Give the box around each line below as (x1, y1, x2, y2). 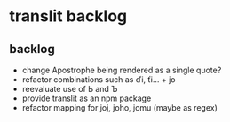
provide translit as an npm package (21, 93, 152, 103)
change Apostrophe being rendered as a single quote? (21, 65, 222, 75)
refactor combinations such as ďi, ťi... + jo (21, 74, 176, 85)
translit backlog (9, 6, 128, 27)
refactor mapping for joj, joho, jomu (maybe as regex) (21, 103, 218, 112)
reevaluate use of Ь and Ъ (21, 84, 118, 94)
